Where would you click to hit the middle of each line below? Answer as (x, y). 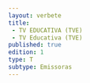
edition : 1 (26, 52)
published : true (35, 45)
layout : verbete (35, 15)
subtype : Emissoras (40, 67)
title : (19, 23)
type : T (21, 60)
